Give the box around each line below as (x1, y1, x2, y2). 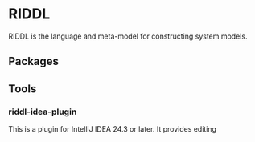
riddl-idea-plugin (8, 106, 77, 117)
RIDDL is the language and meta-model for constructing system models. (8, 31, 248, 41)
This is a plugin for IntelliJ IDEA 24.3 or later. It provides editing (8, 124, 217, 134)
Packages (8, 55, 59, 68)
